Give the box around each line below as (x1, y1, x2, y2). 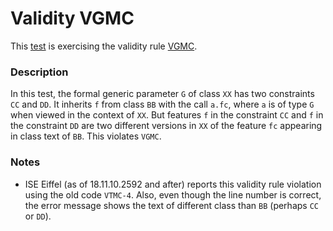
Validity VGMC (10, 7, 135, 30)
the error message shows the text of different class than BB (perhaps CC (24, 199, 319, 211)
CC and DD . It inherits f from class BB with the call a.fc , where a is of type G (10, 98, 315, 111)
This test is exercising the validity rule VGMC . (10, 40, 198, 52)
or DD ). (24, 210, 52, 222)
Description (10, 65, 69, 79)
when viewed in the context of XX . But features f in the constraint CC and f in (10, 109, 324, 121)
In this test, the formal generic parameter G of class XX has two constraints (10, 88, 315, 100)
